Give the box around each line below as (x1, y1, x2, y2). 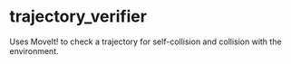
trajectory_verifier (9, 6, 148, 27)
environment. (9, 45, 59, 56)
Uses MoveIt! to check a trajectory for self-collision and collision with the (9, 36, 283, 47)
